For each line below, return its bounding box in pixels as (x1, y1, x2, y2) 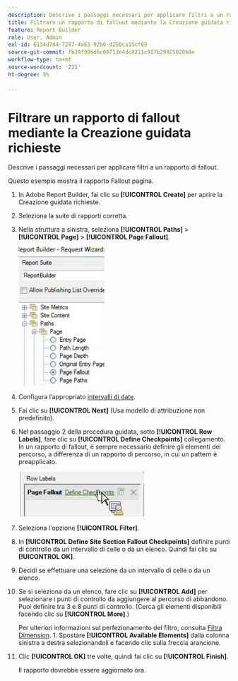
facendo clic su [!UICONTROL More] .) (18, 610, 130, 618)
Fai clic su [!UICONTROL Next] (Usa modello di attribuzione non (18, 406, 206, 415)
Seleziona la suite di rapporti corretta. (18, 212, 128, 220)
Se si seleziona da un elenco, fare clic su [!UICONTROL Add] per (18, 587, 208, 596)
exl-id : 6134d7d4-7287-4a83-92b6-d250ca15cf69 (8, 41, 148, 49)
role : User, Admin (8, 34, 62, 41)
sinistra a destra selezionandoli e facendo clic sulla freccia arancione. (18, 639, 221, 647)
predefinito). (18, 414, 55, 422)
